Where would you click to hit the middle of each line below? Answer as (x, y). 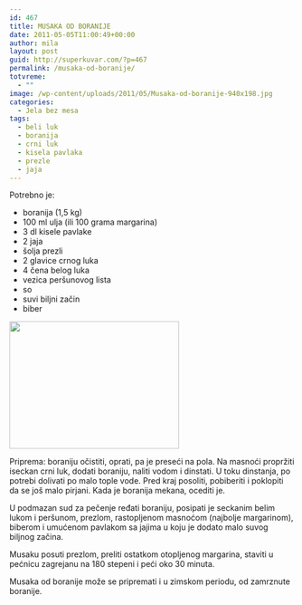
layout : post (34, 52)
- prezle (34, 161)
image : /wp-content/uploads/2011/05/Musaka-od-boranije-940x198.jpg (141, 93)
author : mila (34, 43)
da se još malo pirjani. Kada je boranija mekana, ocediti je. (118, 491)
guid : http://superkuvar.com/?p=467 (78, 60)
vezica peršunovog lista (66, 280)
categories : (32, 102)
